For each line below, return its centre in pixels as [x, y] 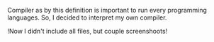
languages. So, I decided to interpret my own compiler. [87, 17]
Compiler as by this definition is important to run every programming [107, 10]
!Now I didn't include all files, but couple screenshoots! [88, 31]
